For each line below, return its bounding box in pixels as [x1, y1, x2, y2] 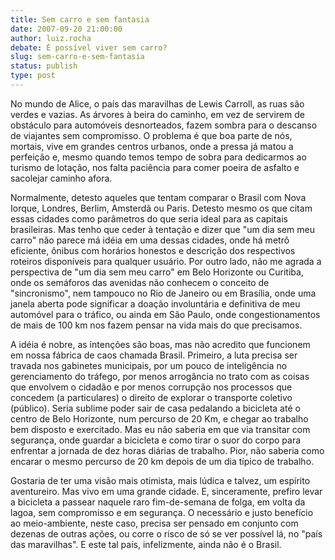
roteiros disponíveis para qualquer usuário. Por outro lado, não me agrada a [10, 255, 322, 267]
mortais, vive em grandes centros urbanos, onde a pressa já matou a [10, 140, 294, 152]
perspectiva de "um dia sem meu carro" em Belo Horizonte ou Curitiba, [10, 266, 304, 278]
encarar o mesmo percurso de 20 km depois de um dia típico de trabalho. [10, 455, 315, 467]
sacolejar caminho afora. [10, 172, 113, 184]
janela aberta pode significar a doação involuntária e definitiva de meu [10, 297, 301, 310]
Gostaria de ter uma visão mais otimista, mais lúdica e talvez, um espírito [10, 474, 311, 486]
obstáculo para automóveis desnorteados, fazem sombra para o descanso [10, 119, 318, 131]
